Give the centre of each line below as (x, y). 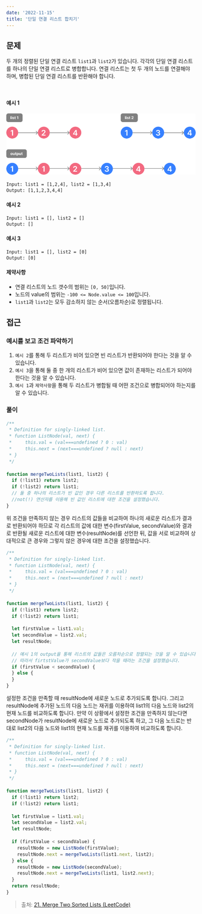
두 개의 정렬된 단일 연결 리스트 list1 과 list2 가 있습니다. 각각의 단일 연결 (92, 61)
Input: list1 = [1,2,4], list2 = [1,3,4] (59, 184)
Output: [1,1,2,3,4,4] (35, 190)
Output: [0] (21, 258)
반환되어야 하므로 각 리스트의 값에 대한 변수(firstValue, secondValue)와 (96, 525)
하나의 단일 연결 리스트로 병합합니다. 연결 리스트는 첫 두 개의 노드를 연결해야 (101, 69)
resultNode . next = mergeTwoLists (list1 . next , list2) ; (86, 854)
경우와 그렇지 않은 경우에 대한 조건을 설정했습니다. (92, 540)
